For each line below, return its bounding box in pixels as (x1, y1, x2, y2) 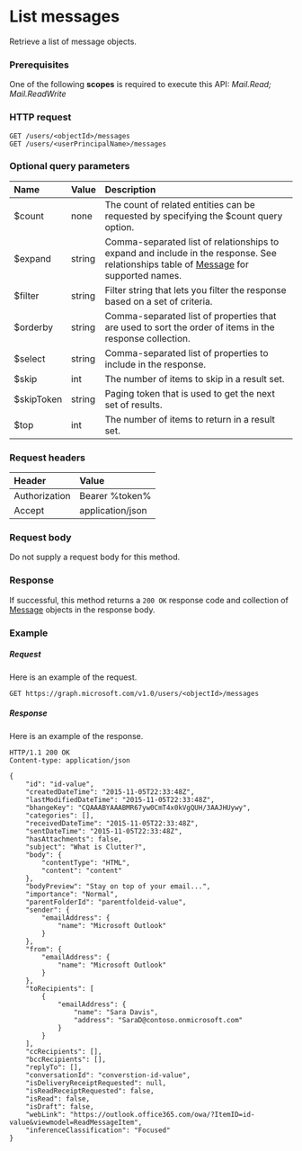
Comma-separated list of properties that (104, 309, 277, 322)
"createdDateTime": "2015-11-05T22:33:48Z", (25, 787, 195, 797)
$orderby (13, 321, 54, 334)
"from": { (25, 944, 63, 954)
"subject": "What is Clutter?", (25, 843, 147, 852)
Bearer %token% (79, 490, 152, 503)
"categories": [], (25, 811, 94, 820)
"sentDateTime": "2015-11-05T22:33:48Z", (25, 826, 182, 835)
